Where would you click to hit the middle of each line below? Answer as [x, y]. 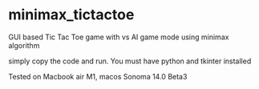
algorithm [24, 45]
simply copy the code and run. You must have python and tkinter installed [130, 61]
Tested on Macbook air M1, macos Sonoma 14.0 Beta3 [98, 76]
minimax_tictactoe [71, 15]
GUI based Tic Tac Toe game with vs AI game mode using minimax [119, 37]
